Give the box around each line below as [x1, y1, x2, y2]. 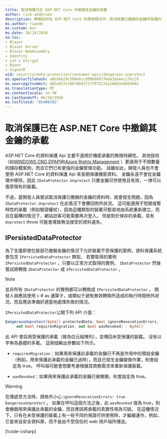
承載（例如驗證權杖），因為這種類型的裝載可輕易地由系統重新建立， [18, 207, 156, 213]
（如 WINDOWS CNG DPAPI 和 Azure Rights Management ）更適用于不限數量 [5, 159, 160, 165]
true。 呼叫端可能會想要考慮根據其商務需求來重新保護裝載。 [22, 362, 145, 368]
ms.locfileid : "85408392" [5, 100, 59, 105]
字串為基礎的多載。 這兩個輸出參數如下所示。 [5, 340, 98, 346]
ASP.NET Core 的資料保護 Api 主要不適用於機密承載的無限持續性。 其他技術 [5, 153, 160, 159]
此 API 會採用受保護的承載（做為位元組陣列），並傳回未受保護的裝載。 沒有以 [5, 334, 162, 340]
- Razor [5, 63, 21, 68]
